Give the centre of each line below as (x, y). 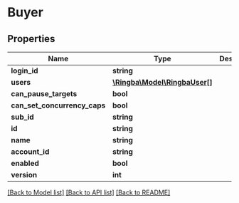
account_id (30, 152)
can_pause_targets (44, 94)
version (24, 175)
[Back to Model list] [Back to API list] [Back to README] (89, 192)
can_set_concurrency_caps (58, 105)
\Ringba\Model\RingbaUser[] (163, 82)
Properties (31, 39)
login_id (25, 71)
